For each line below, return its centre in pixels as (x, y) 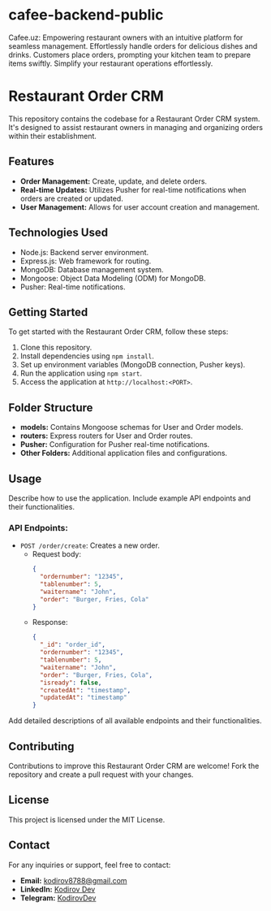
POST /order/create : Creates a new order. (90, 545)
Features (31, 161)
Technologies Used (58, 233)
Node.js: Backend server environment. (84, 252)
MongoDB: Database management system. (92, 269)
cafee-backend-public (86, 15)
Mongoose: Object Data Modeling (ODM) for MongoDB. (113, 278)
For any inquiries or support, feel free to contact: (90, 865)
